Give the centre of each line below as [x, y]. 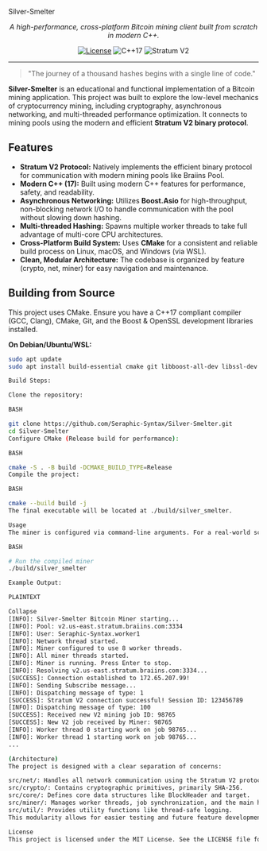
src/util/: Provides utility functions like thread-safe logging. [120, 810]
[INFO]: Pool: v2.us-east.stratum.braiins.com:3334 [95, 626]
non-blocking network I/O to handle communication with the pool [126, 209]
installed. [23, 329]
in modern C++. [133, 35]
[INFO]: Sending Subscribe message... [72, 685]
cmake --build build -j [48, 504]
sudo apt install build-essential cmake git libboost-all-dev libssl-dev [133, 366]
